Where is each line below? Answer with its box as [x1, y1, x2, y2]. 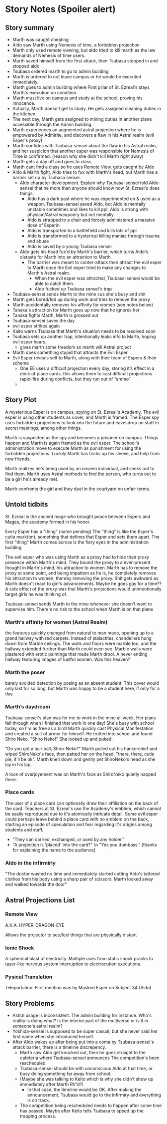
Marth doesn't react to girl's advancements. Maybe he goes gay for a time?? [5, 580, 162, 586]
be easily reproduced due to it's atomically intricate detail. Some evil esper [5, 811, 158, 817]
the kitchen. [12, 111, 37, 117]
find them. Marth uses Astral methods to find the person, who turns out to [5, 471, 157, 477]
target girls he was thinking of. [5, 591, 68, 597]
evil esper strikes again [12, 323, 60, 329]
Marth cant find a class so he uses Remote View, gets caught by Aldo [12, 164, 155, 170]
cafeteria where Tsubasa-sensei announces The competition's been [19, 1055, 160, 1061]
